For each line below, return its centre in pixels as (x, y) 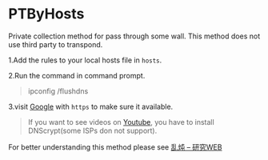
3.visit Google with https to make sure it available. (91, 106)
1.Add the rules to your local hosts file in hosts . (85, 60)
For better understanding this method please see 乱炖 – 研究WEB (115, 147)
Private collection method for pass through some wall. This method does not (134, 36)
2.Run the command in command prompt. (77, 75)
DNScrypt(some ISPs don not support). (92, 130)
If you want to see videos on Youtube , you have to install (121, 122)
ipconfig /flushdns (58, 91)
